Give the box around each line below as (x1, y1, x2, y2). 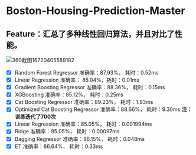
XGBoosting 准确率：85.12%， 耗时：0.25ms (14, 91, 124, 98)
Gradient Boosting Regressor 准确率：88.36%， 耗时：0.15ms (14, 84, 165, 91)
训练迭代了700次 (14, 113, 56, 120)
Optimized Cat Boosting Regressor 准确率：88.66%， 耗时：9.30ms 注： (14, 106, 192, 113)
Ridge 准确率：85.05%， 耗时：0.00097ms (14, 128, 120, 135)
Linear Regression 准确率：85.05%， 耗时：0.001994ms (14, 120, 152, 127)
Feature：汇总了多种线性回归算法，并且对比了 (6, 29, 175, 39)
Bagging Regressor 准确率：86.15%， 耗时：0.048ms (14, 135, 145, 142)
